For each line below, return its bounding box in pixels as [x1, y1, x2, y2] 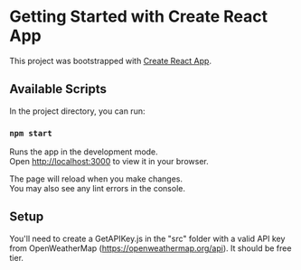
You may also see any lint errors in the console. [9, 183, 185, 194]
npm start [9, 128, 52, 138]
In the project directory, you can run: [9, 106, 146, 116]
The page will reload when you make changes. [9, 173, 183, 184]
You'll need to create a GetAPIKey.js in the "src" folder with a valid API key [9, 233, 286, 244]
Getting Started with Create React [9, 6, 268, 27]
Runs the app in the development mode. [9, 146, 158, 157]
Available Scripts [9, 81, 107, 97]
